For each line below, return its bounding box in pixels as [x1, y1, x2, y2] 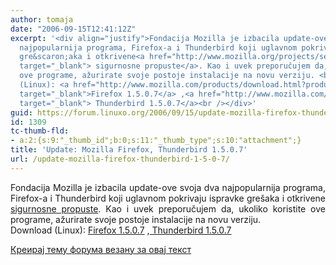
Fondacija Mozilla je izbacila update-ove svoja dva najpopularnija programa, [10, 181, 326, 193]
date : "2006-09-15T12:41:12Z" [10, 24, 137, 34]
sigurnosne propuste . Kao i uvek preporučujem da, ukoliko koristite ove [10, 202, 326, 215]
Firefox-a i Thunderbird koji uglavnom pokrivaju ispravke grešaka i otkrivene [10, 192, 326, 204]
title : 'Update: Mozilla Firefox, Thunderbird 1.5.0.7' [10, 145, 248, 155]
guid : [10, 107, 33, 118]
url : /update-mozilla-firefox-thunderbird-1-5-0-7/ [10, 154, 230, 164]
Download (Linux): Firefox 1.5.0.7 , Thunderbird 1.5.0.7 [10, 224, 232, 236]
